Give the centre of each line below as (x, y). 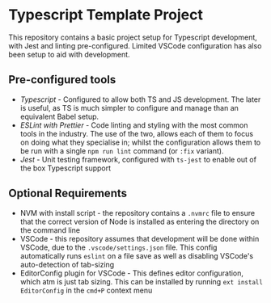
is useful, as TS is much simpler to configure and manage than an (129, 107)
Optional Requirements (68, 194)
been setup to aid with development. (70, 54)
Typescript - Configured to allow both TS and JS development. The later (140, 99)
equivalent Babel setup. (59, 116)
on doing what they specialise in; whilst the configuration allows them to (140, 142)
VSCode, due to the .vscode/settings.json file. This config (119, 247)
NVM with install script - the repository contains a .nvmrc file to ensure (138, 213)
